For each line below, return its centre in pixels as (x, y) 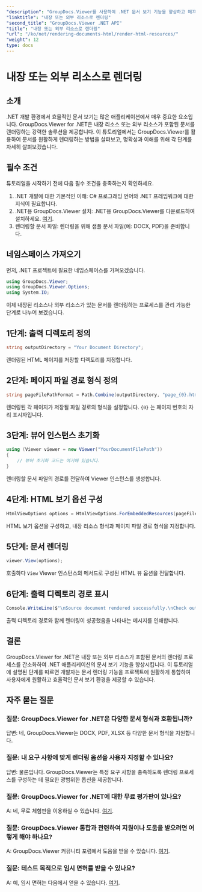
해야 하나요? (36, 837)
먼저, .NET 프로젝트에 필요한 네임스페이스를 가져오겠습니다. (76, 270)
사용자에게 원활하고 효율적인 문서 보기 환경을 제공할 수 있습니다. (81, 679)
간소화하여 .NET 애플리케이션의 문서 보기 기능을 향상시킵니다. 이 (97, 664)
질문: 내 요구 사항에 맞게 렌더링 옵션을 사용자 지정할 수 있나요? (90, 758)
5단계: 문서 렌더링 (38, 546)
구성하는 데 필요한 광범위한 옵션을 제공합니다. (70, 779)
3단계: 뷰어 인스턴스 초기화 (53, 435)
